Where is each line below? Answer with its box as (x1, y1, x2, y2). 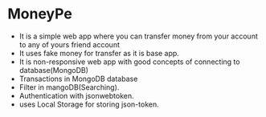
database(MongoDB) (18, 65, 89, 75)
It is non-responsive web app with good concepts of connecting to (18, 57, 240, 67)
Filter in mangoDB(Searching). (18, 82, 120, 92)
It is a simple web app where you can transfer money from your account (18, 31, 258, 41)
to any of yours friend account (18, 39, 120, 49)
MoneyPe (7, 5, 73, 23)
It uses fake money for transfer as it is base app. (18, 48, 180, 58)
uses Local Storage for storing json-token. (18, 99, 159, 109)
